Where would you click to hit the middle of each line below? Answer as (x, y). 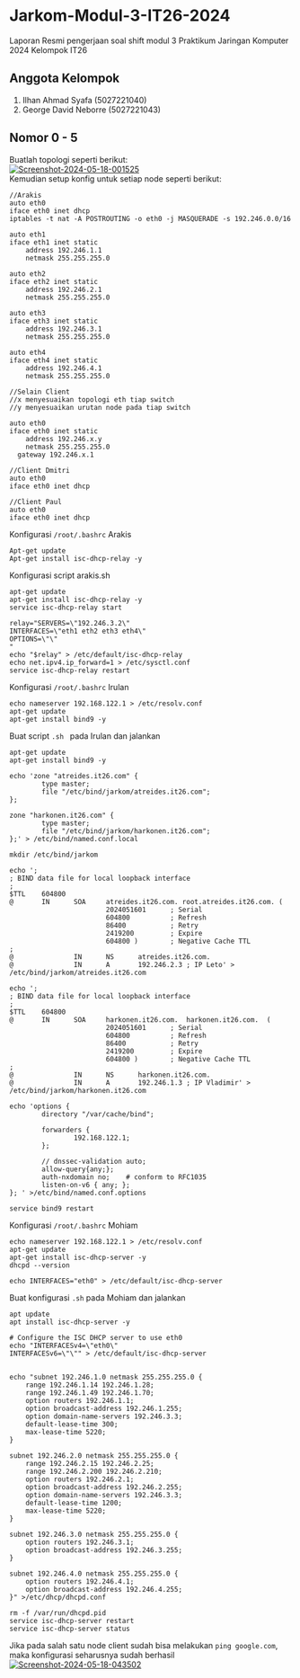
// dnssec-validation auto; (94, 1161)
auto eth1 (28, 235)
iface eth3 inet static (54, 321)
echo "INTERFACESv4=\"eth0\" (64, 1345)
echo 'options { (40, 1106)
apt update (30, 1314)
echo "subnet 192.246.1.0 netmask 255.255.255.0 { (106, 1377)
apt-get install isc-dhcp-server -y (78, 1257)
